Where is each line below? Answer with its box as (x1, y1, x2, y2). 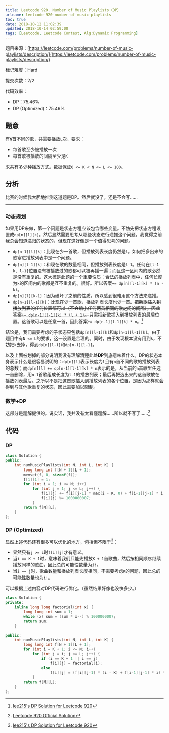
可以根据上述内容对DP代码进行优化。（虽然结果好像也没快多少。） (5, 585, 139, 591)
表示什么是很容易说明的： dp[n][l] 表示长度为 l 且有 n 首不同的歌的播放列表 (9, 358, 160, 364)
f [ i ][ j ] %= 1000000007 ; (41, 496, 92, 501)
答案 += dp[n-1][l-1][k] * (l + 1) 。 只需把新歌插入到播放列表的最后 (12, 311, 155, 318)
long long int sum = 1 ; (23, 609, 73, 615)
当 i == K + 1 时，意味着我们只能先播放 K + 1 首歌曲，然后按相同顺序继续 (12, 556, 161, 562)
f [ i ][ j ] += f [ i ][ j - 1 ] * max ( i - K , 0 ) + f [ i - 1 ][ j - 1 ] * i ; (41, 491, 165, 496)
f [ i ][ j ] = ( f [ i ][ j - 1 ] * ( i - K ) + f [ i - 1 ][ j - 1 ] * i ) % (50, 670, 165, 675)
